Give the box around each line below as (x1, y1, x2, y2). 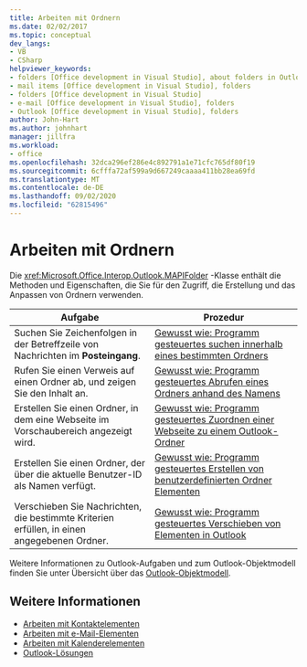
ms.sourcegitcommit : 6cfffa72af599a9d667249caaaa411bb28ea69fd (9, 166, 256, 175)
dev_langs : (9, 38, 51, 48)
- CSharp (9, 56, 43, 65)
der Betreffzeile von (14, 337, 99, 350)
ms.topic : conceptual (9, 30, 92, 39)
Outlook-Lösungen (22, 647, 94, 658)
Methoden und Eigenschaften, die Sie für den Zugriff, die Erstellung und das (9, 280, 296, 291)
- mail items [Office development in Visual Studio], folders (9, 81, 251, 90)
